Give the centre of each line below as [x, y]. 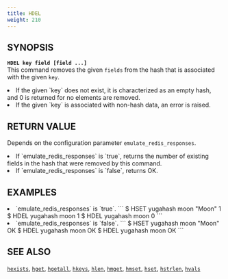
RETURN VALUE [42, 126]
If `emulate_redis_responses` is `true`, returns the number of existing [112, 156]
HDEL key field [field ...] [47, 63]
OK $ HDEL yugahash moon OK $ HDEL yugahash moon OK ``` [96, 230]
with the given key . [34, 77]
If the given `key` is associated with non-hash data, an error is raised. [113, 105]
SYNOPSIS [30, 48]
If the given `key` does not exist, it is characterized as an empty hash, [114, 90]
